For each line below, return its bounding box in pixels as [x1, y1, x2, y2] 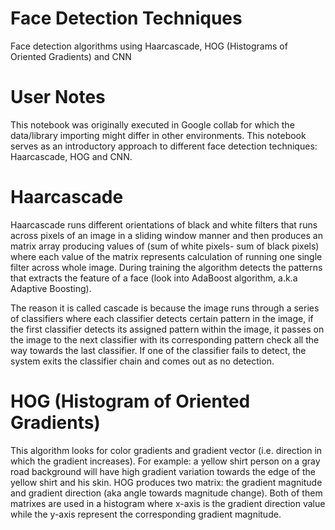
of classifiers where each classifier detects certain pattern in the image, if [10, 312, 314, 324]
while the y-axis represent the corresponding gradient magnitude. [10, 508, 282, 520]
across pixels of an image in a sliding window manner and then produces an [10, 229, 323, 241]
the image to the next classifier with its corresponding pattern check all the [10, 333, 320, 346]
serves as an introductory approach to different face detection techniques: [10, 140, 318, 152]
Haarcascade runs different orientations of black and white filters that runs [10, 218, 318, 231]
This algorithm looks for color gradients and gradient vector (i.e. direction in [10, 444, 323, 456]
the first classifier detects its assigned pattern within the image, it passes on [10, 323, 325, 335]
